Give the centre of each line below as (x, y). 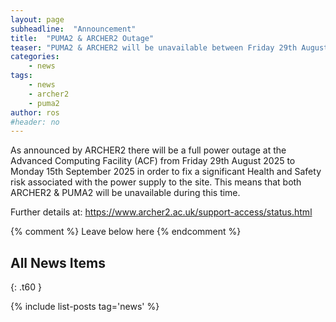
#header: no (35, 122)
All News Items (58, 262)
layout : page (37, 19)
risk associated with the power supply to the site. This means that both (156, 182)
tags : (21, 76)
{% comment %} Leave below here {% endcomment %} (126, 232)
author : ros (35, 112)
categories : (35, 57)
